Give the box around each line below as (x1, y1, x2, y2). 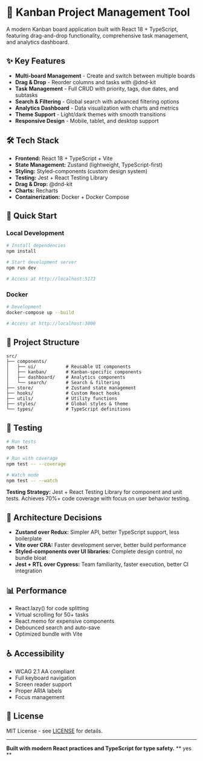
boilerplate (14, 535, 42, 542)
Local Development (6, 228, 65, 237)
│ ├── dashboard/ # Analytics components (6, 374, 126, 380)
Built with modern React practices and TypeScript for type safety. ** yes (6, 745, 192, 752)
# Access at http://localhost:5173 (6, 276, 96, 282)
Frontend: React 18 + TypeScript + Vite (14, 155, 113, 162)
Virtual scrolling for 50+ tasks (14, 611, 89, 619)
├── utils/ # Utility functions (6, 396, 118, 402)
